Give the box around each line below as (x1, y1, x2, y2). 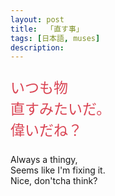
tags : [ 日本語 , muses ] (10, 33, 101, 43)
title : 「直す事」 (10, 24, 84, 34)
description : (10, 42, 65, 53)
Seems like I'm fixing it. (10, 164, 106, 176)
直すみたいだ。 (10, 100, 112, 119)
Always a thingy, (10, 154, 78, 166)
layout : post (10, 14, 65, 25)
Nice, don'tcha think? (10, 175, 98, 187)
